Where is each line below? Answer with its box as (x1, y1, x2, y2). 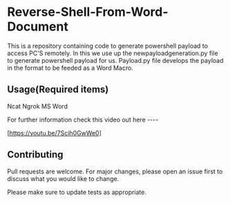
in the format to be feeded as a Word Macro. (7, 64, 133, 72)
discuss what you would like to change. (7, 174, 119, 183)
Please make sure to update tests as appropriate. (7, 188, 147, 196)
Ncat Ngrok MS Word (7, 101, 68, 110)
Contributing (7, 149, 64, 161)
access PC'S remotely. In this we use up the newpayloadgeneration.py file (7, 49, 219, 57)
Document (7, 19, 69, 35)
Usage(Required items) (7, 84, 109, 95)
